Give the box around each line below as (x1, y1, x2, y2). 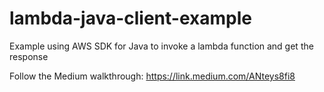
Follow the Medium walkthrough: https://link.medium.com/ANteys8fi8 (9, 70, 296, 82)
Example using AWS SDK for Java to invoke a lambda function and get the (9, 40, 314, 52)
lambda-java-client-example (9, 7, 252, 30)
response (9, 50, 49, 62)
